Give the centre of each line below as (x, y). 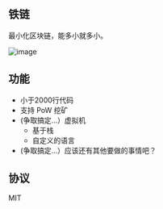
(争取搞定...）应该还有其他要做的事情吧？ (88, 150)
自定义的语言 (53, 140)
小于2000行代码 (47, 100)
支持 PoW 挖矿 (44, 110)
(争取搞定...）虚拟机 (53, 120)
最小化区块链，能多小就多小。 (58, 36)
